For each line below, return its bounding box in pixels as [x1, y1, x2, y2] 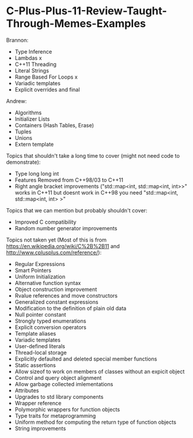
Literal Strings [14, 67, 49, 74]
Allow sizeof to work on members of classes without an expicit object [14, 368, 185, 375]
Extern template [14, 140, 54, 148]
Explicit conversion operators [14, 323, 87, 331]
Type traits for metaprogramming [14, 412, 96, 419]
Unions [14, 134, 33, 141]
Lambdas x [14, 54, 42, 61]
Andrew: [6, 97, 27, 105]
